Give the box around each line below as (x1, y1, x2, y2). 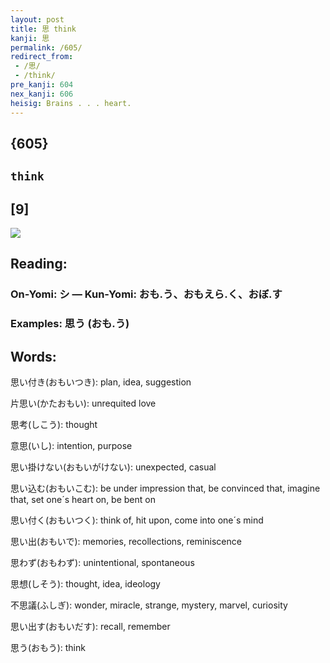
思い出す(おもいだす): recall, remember (10, 621, 171, 633)
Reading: (10, 256, 68, 273)
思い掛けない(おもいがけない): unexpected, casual (10, 461, 217, 473)
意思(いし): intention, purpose (10, 440, 133, 452)
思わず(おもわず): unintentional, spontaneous (10, 557, 195, 569)
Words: (10, 348, 57, 365)
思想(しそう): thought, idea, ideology (10, 578, 161, 590)
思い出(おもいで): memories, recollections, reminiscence (10, 536, 242, 548)
